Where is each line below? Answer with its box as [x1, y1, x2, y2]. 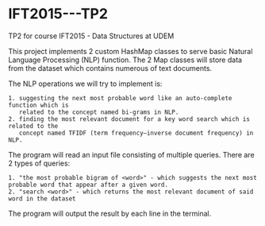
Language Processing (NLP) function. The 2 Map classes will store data [8, 55, 243, 64]
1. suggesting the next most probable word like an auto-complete [8, 94, 232, 102]
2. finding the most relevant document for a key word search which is [8, 115, 250, 123]
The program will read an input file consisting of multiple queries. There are [8, 150, 255, 159]
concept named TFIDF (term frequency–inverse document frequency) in [18, 129, 254, 137]
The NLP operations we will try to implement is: [8, 79, 163, 88]
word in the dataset [8, 194, 77, 203]
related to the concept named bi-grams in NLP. [18, 108, 179, 116]
